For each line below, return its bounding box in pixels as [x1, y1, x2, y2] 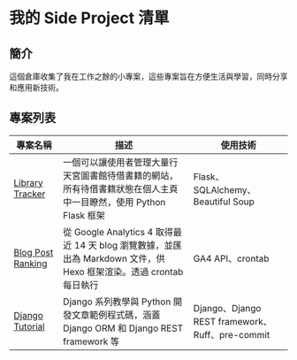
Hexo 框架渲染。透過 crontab [63, 265, 184, 278]
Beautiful [193, 195, 232, 208]
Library [13, 176, 43, 188]
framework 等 [63, 335, 120, 348]
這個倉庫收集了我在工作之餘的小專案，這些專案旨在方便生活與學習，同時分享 [9, 72, 288, 81]
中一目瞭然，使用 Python [63, 195, 166, 208]
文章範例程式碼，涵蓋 [72, 309, 161, 321]
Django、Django [193, 302, 262, 314]
